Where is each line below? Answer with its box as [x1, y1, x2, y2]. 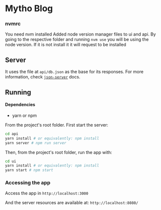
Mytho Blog [5, 3, 53, 14]
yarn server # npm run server [5, 140, 67, 145]
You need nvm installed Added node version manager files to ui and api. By [5, 31, 156, 37]
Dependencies [5, 102, 36, 108]
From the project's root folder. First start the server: [5, 122, 108, 128]
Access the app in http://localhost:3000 [5, 191, 89, 196]
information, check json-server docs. [5, 74, 80, 80]
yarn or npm [12, 113, 37, 118]
